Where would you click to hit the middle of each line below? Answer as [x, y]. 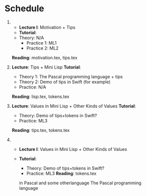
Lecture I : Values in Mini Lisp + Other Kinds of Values [73, 149]
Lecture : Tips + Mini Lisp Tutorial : [46, 67]
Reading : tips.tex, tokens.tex [41, 130]
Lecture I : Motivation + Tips [47, 27]
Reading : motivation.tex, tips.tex [44, 57]
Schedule [25, 9]
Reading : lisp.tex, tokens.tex [41, 97]
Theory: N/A [31, 38]
